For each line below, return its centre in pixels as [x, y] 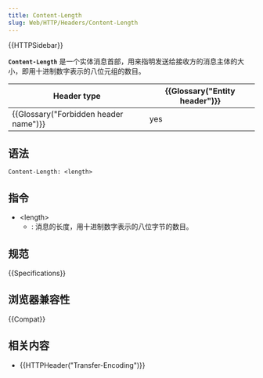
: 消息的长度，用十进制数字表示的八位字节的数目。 [112, 227]
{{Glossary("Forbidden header [68, 114]
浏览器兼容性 [39, 300]
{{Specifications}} [37, 273]
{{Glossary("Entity [200, 91]
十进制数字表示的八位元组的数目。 [90, 71]
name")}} [29, 124]
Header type [77, 96]
